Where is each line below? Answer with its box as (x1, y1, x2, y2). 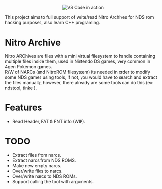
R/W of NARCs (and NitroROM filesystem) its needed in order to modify (5, 69, 151, 75)
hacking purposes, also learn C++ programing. (5, 20, 100, 25)
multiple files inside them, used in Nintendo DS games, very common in (5, 58, 151, 64)
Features (5, 102, 42, 113)
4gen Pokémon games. (5, 63, 52, 69)
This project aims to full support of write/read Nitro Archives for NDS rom (5, 14, 154, 20)
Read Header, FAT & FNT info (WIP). (12, 118, 85, 124)
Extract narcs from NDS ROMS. (12, 157, 76, 163)
